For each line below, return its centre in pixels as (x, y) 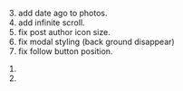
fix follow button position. (65, 51)
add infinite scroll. (51, 23)
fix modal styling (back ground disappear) (96, 41)
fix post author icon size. (64, 32)
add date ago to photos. (63, 13)
